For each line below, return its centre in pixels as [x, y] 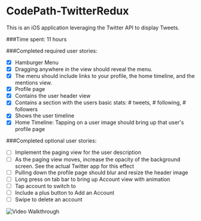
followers [26, 110]
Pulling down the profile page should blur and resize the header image [101, 172]
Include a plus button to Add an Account [65, 192]
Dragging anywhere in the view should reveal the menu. [83, 69]
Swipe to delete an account [48, 199]
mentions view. [33, 83]
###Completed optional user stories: [51, 141]
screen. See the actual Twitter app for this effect [74, 166]
